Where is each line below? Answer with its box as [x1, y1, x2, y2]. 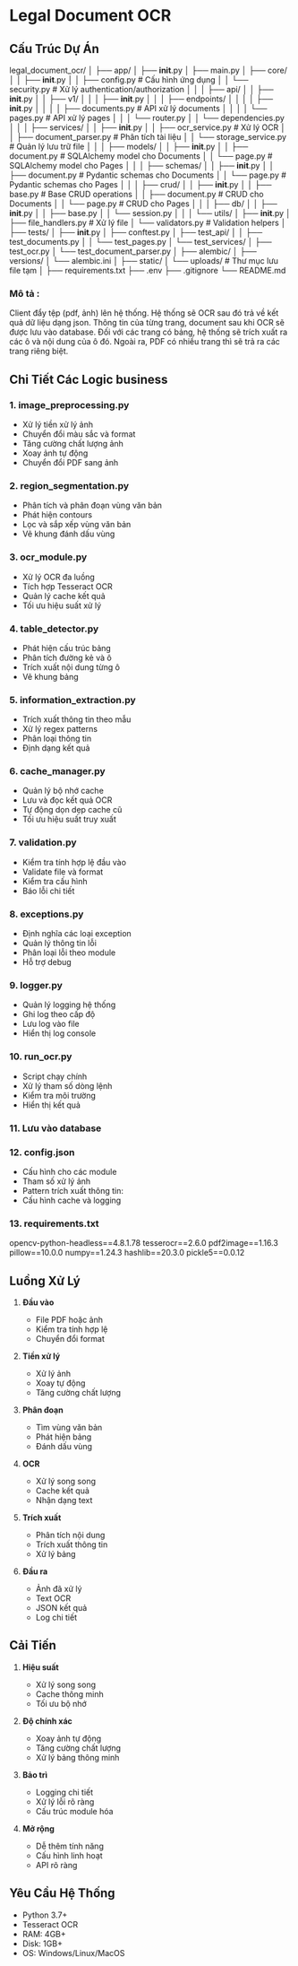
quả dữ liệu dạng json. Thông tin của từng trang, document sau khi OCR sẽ [9, 318, 285, 328]
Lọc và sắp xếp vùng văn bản [21, 519, 132, 530]
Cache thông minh [35, 1688, 105, 1700]
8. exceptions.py [9, 908, 84, 920]
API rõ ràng [35, 1859, 78, 1870]
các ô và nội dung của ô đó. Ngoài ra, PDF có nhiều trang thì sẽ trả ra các [9, 336, 280, 347]
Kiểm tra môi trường [21, 1090, 97, 1100]
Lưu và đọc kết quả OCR [21, 795, 113, 805]
